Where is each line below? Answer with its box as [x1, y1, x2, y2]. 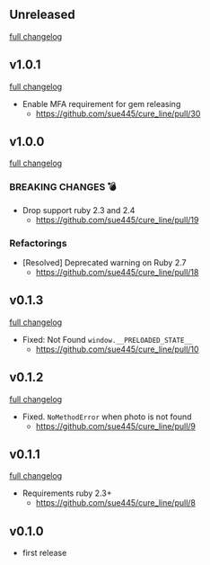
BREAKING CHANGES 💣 [9, 181, 117, 193]
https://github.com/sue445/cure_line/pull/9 [35, 420, 196, 431]
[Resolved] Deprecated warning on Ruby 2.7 [22, 257, 187, 268]
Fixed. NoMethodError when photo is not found [22, 411, 192, 422]
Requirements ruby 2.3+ [22, 488, 112, 498]
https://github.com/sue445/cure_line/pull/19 [35, 214, 199, 225]
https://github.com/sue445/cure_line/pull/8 [35, 498, 196, 508]
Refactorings [9, 237, 67, 249]
